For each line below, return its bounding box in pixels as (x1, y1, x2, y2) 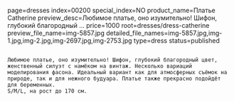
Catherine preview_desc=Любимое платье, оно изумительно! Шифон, (7, 14, 217, 22)
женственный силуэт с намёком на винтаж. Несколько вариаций (7, 63, 193, 70)
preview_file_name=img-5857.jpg (7, 29, 105, 37)
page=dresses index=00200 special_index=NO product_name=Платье (7, 6, 216, 14)
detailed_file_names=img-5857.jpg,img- (105, 29, 223, 37)
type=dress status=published (133, 36, 220, 45)
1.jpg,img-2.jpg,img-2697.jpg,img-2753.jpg (7, 36, 133, 45)
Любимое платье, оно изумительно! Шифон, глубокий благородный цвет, (7, 56, 218, 63)
